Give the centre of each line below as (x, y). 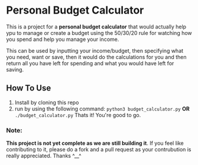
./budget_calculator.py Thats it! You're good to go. (78, 115)
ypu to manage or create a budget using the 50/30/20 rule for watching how (99, 33)
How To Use (29, 88)
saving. (15, 69)
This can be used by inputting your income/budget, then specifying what (95, 50)
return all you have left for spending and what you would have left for (90, 63)
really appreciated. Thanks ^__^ (44, 156)
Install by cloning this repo (47, 102)
